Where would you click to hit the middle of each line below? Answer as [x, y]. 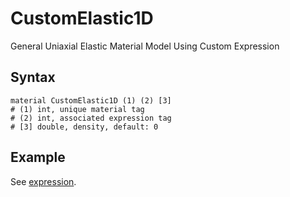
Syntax [33, 77]
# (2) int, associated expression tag [91, 118]
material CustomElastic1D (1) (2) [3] [91, 100]
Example [38, 157]
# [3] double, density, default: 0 [84, 127]
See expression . [43, 181]
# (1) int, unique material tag [77, 109]
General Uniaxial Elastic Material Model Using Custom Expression [145, 46]
